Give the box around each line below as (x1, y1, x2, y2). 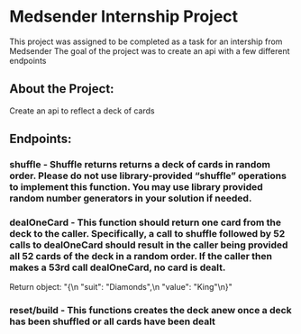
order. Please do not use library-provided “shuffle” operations (9, 169, 287, 182)
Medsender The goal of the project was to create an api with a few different (9, 45, 290, 56)
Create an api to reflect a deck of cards (9, 105, 155, 116)
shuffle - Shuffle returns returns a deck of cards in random (9, 158, 270, 171)
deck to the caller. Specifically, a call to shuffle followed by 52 (9, 227, 286, 239)
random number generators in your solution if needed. (9, 192, 252, 204)
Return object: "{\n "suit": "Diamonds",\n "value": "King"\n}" (9, 282, 233, 293)
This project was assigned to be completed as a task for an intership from (9, 36, 283, 47)
